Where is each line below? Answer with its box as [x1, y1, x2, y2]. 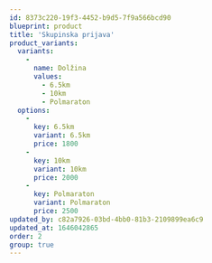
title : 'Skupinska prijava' [9, 30, 115, 39]
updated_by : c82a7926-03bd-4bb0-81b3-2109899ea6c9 [9, 214, 204, 224]
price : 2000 [32, 173, 78, 182]
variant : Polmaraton [32, 198, 111, 208]
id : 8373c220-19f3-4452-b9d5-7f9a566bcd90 [9, 13, 171, 23]
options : [17, 106, 51, 115]
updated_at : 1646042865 [9, 223, 99, 232]
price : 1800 [32, 139, 78, 148]
